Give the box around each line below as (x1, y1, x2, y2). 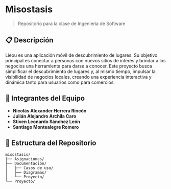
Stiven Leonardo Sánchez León (12, 119, 81, 125)
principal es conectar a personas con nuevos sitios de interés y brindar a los (5, 57, 166, 63)
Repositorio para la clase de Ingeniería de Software (17, 20, 126, 27)
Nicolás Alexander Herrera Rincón (12, 107, 87, 113)
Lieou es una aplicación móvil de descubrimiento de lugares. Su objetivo (5, 52, 158, 58)
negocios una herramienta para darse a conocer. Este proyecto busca (5, 63, 152, 69)
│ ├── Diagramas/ (5, 170, 47, 175)
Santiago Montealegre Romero (12, 124, 79, 130)
